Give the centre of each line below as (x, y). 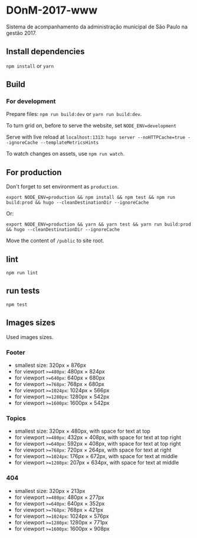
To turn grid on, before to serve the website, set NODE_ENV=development (91, 125)
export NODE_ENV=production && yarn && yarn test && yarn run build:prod (99, 225)
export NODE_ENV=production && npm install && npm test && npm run (91, 198)
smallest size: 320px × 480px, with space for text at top (82, 431)
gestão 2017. (22, 33)
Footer (16, 352)
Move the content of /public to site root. (55, 241)
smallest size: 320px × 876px (50, 365)
